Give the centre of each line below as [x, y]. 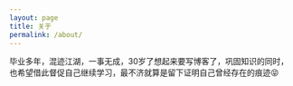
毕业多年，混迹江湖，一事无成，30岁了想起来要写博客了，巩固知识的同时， [149, 62]
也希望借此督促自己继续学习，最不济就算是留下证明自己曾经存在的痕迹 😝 [144, 72]
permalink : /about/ [46, 34]
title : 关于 [30, 26]
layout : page [34, 18]
